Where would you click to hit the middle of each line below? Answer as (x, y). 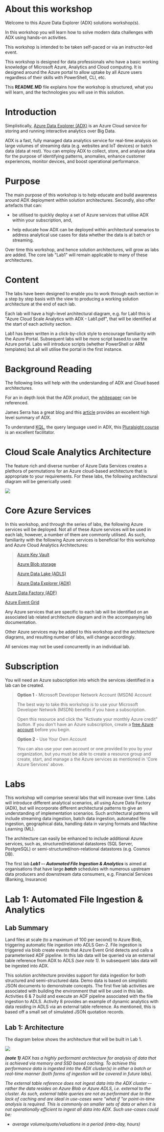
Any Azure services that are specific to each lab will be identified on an (77, 612)
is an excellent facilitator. (30, 432)
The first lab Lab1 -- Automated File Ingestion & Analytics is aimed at (76, 864)
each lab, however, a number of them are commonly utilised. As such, (75, 534)
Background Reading (48, 369)
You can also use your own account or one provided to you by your (85, 748)
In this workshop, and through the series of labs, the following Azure (74, 524)
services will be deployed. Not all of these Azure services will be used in (78, 529)
